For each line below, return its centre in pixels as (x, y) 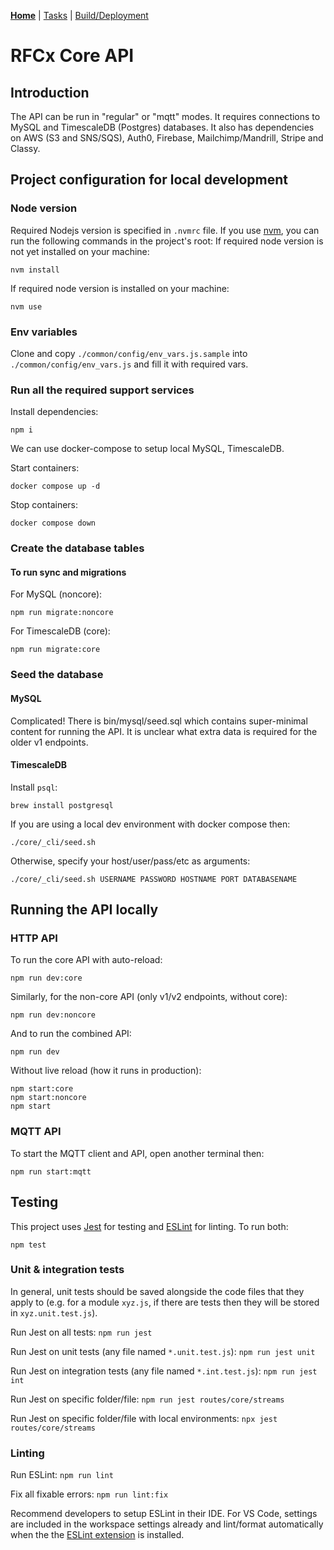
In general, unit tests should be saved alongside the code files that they (157, 1291)
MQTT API (36, 1132)
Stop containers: (44, 505)
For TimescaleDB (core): (60, 631)
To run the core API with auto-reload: (86, 960)
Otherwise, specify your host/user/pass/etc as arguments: (130, 861)
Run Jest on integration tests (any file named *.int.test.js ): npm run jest (164, 1371)
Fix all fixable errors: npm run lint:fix (89, 1494)
